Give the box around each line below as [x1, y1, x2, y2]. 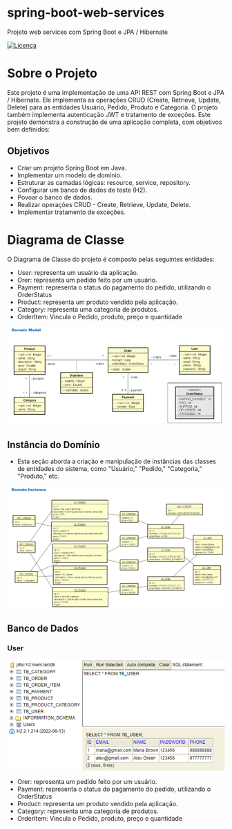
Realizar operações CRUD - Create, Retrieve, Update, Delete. [17, 200, 191, 208]
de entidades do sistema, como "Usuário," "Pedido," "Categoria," [17, 465, 202, 473]
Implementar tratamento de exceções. [17, 208, 126, 216]
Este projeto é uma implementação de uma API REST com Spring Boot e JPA [7, 88, 224, 96]
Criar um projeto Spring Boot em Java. [17, 163, 127, 172]
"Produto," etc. [17, 472, 60, 481]
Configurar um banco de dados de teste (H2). [17, 186, 147, 194]
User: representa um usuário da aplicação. [17, 268, 139, 276]
